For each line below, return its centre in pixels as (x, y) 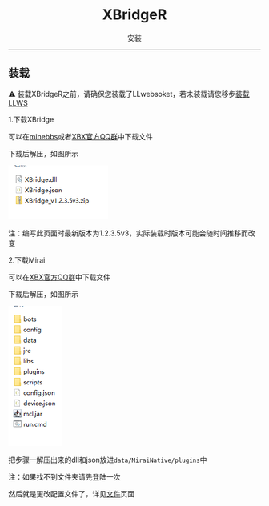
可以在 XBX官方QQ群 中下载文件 (59, 277)
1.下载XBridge (31, 119)
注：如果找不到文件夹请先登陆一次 (64, 476)
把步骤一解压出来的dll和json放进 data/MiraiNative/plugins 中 (108, 460)
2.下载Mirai (27, 260)
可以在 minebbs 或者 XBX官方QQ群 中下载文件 (81, 136)
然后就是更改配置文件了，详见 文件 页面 (71, 493)
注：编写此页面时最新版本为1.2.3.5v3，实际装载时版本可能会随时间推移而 (128, 233)
